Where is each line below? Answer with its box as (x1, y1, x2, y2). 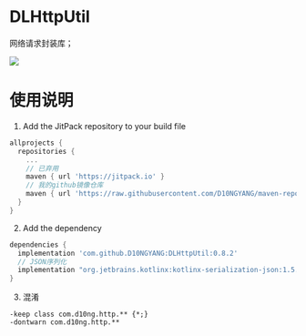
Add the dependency (22, 222, 102, 233)
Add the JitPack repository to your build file (22, 120, 187, 131)
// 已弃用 (25, 164, 59, 173)
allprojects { (9, 138, 64, 148)
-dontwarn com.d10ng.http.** (9, 318, 120, 327)
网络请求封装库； (9, 37, 74, 48)
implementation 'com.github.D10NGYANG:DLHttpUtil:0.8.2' (17, 249, 239, 258)
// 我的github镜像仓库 (25, 180, 104, 190)
